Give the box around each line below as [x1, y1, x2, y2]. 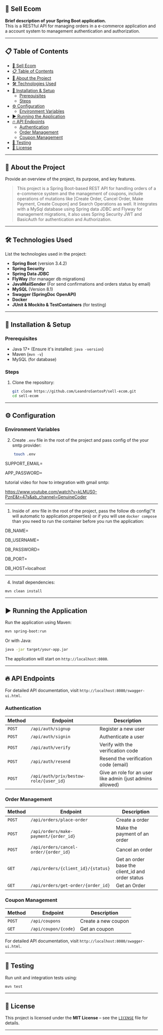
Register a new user [99, 725, 145, 732]
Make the [115, 825, 137, 831]
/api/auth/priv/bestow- [31, 774, 86, 779]
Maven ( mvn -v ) [12, 351, 44, 357]
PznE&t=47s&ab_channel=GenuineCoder [5, 494, 87, 500]
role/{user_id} [31, 778, 65, 784]
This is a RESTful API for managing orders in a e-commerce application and [5, 23, 156, 29]
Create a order [115, 817, 149, 824]
